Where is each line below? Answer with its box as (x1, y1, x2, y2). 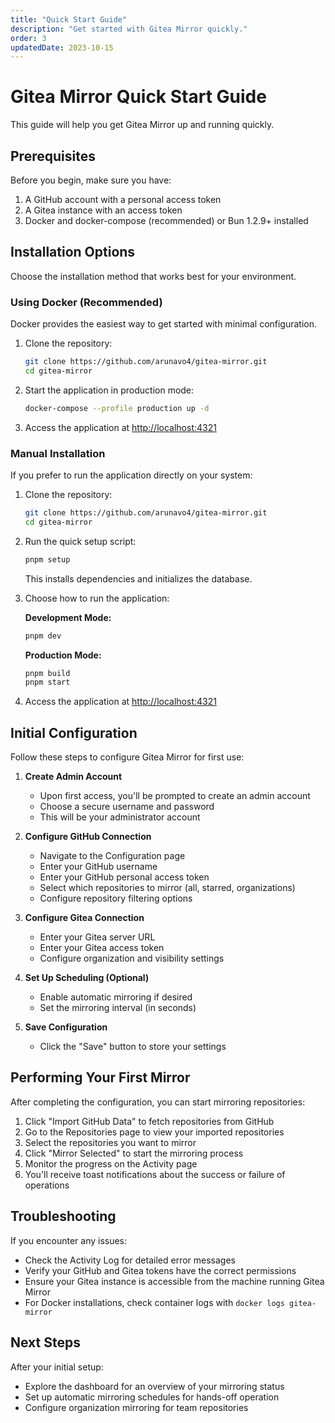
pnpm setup (24, 554, 71, 565)
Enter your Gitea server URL (39, 931, 156, 943)
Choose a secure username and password (39, 801, 215, 813)
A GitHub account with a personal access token (24, 194, 222, 205)
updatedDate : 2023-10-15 (10, 42, 114, 53)
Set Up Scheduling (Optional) (24, 972, 150, 984)
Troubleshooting (10, 1208, 117, 1225)
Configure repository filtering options (39, 892, 193, 905)
